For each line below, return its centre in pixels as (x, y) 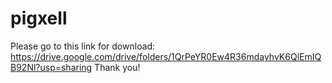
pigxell (39, 18)
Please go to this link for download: (83, 46)
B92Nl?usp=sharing (51, 67)
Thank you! (117, 67)
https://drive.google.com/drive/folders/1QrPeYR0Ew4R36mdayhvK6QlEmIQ (166, 56)
